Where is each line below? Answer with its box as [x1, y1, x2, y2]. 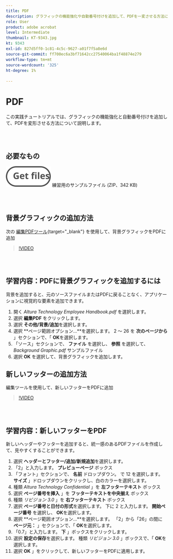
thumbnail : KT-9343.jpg [6, 35, 57, 41]
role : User [6, 19, 29, 24]
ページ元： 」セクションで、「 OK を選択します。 [13, 523, 114, 529]
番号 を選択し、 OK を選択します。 [22, 510, 94, 516]
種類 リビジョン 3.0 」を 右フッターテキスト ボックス [13, 497, 125, 503]
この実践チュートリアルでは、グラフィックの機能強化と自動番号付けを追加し [6, 113, 168, 120]
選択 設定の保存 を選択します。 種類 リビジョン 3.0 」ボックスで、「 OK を [13, 535, 166, 542]
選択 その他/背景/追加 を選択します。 [13, 321, 90, 327]
